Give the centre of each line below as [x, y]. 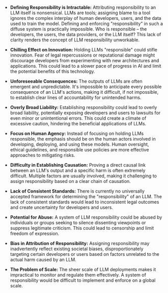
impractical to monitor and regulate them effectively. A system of [78, 275]
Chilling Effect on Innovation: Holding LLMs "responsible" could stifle [84, 50]
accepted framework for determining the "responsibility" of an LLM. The [86, 196]
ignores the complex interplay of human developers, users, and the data [86, 18]
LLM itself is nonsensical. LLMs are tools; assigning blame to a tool [80, 13]
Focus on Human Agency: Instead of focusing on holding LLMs [77, 134]
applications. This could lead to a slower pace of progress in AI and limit [86, 66]
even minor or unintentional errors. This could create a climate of [78, 118]
